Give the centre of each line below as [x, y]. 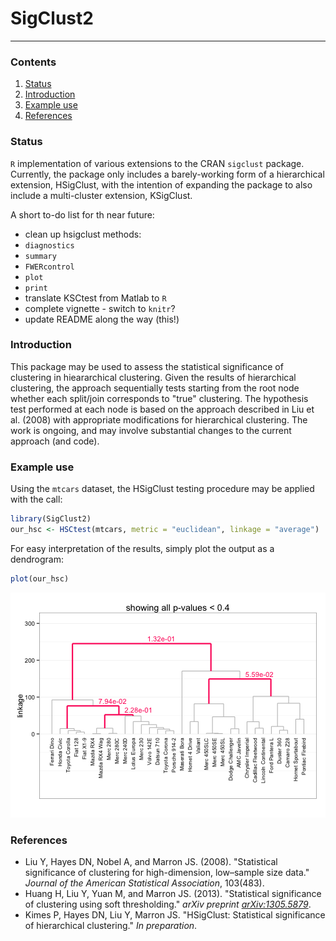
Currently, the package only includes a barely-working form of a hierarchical [167, 174]
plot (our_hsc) [40, 578]
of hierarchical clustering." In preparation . [111, 926]
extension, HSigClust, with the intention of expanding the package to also [161, 184]
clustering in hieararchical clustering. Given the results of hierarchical [153, 377]
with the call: [36, 499]
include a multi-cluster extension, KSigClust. [101, 195]
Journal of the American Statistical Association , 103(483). [144, 883]
